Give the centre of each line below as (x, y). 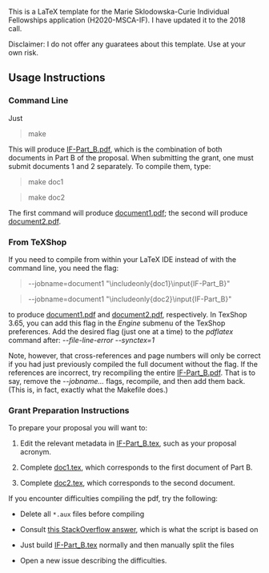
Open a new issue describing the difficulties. (93, 561)
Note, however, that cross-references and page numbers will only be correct (135, 355)
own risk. (23, 52)
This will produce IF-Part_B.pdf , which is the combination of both (115, 149)
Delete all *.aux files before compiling (82, 514)
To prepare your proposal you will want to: (78, 428)
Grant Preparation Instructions (69, 410)
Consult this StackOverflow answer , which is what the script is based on (139, 530)
